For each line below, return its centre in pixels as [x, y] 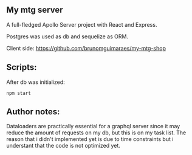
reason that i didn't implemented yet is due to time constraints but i [90, 139]
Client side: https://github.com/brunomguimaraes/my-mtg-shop [86, 48]
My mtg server [35, 10]
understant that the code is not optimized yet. [63, 146]
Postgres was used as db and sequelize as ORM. [67, 36]
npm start [19, 93]
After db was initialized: [36, 82]
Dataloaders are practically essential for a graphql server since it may [93, 126]
